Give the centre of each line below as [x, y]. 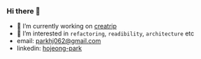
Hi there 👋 [24, 11]
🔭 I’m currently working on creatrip [67, 26]
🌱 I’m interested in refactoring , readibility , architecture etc [105, 33]
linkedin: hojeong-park [49, 49]
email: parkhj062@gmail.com [59, 41]
